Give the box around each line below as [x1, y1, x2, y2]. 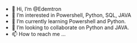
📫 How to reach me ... [11, 31, 66, 37]
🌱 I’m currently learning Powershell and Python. [11, 18, 127, 24]
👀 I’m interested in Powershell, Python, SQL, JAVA [11, 12, 131, 19]
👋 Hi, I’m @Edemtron [11, 6, 62, 12]
